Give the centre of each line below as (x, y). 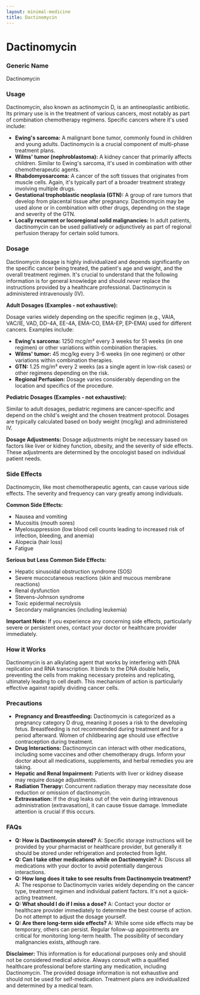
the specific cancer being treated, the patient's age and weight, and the (94, 268)
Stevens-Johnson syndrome (50, 597)
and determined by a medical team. (50, 985)
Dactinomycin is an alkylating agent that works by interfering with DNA (93, 662)
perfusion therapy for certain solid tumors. (67, 233)
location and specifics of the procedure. (64, 385)
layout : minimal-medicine (38, 12)
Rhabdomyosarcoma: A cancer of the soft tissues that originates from (101, 176)
